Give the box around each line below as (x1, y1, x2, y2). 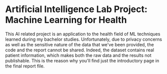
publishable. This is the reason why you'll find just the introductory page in (5, 57, 159, 63)
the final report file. (5, 63, 45, 69)
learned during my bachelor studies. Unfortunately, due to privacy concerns (5, 36, 162, 42)
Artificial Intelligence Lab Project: (5, 4, 148, 15)
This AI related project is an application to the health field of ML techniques (5, 31, 160, 37)
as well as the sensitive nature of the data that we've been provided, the (5, 41, 154, 47)
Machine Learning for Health (5, 14, 127, 26)
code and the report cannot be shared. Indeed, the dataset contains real (5, 47, 154, 53)
